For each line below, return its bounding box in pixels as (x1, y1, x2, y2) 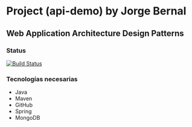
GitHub (14, 101, 33, 109)
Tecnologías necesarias (6, 75, 78, 83)
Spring (14, 108, 32, 115)
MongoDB (14, 114, 40, 122)
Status (6, 46, 26, 55)
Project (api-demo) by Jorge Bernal (6, 4, 187, 18)
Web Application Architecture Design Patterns (6, 28, 184, 39)
